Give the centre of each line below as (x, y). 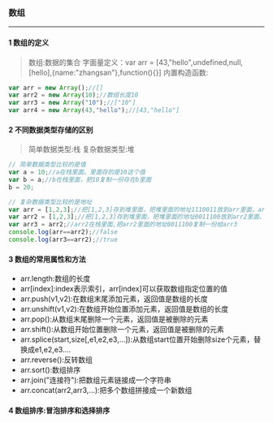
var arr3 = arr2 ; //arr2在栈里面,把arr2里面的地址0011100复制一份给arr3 (123, 225)
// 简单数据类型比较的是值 (48, 165)
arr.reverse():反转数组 (56, 360)
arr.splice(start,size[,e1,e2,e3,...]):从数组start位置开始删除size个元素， (137, 339)
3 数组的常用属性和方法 (48, 259)
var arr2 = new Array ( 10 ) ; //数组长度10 (74, 95)
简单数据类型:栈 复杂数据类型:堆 (81, 149)
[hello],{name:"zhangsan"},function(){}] (95, 72)
